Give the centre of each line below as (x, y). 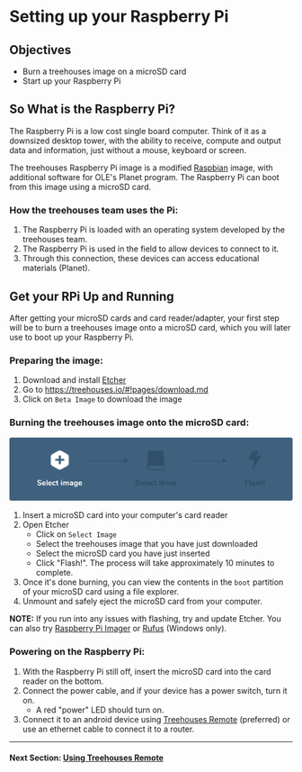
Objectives (40, 50)
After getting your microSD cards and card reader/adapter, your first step (145, 318)
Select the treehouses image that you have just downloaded (147, 544)
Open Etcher (46, 525)
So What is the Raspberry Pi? (92, 109)
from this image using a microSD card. (80, 186)
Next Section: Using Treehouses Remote (87, 758)
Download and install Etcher (74, 380)
